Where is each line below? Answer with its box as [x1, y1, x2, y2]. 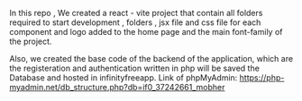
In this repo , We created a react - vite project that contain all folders [9, 8, 263, 18]
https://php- [239, 72, 285, 83]
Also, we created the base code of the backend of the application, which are [9, 54, 294, 63]
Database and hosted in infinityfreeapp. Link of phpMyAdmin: [9, 72, 238, 83]
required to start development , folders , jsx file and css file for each [9, 17, 261, 28]
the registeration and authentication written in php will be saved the [9, 63, 260, 73]
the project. [9, 36, 52, 46]
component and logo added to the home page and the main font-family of [9, 27, 283, 37]
